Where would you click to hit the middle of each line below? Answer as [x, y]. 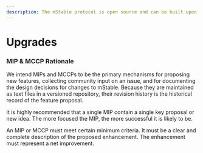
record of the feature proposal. [45, 101]
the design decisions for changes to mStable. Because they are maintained [100, 87]
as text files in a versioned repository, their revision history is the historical [99, 94]
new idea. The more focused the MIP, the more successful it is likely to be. [99, 119]
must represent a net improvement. [50, 143]
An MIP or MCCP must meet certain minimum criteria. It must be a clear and [101, 130]
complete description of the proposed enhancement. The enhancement [96, 137]
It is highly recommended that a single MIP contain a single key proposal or [100, 112]
